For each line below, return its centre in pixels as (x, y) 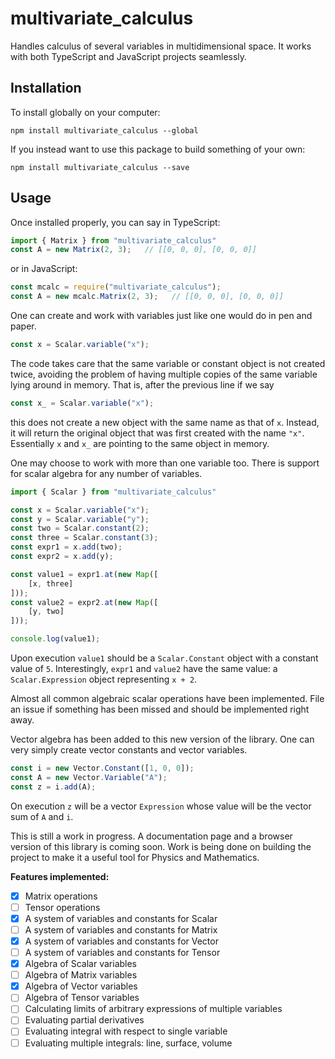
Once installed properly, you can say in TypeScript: (115, 222)
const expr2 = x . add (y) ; (62, 557)
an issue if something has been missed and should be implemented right (160, 709)
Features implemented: (60, 876)
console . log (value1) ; (55, 639)
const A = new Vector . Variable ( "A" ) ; (89, 777)
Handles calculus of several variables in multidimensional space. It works (161, 46)
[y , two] (46, 612)
